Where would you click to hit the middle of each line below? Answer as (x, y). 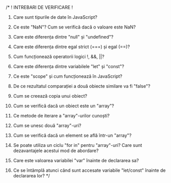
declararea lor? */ (32, 176)
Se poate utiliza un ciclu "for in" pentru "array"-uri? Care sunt (78, 145)
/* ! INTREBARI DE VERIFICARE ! (39, 7)
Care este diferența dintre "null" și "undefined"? (63, 37)
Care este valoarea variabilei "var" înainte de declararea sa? (76, 160)
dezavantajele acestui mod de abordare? (56, 150)
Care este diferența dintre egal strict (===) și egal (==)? (72, 47)
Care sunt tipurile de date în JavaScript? (55, 17)
